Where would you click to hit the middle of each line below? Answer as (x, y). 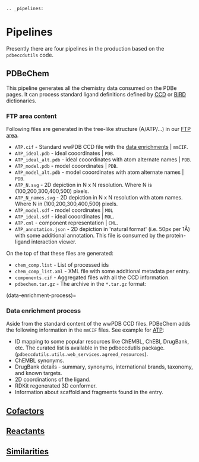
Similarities (28, 452)
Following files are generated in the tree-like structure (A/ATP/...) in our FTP (99, 129)
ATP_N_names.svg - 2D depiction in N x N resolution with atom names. (99, 198)
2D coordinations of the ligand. (53, 380)
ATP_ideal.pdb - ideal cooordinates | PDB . (64, 153)
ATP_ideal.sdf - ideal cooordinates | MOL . (64, 217)
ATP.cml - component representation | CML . (67, 223)
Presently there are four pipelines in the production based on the (85, 48)
